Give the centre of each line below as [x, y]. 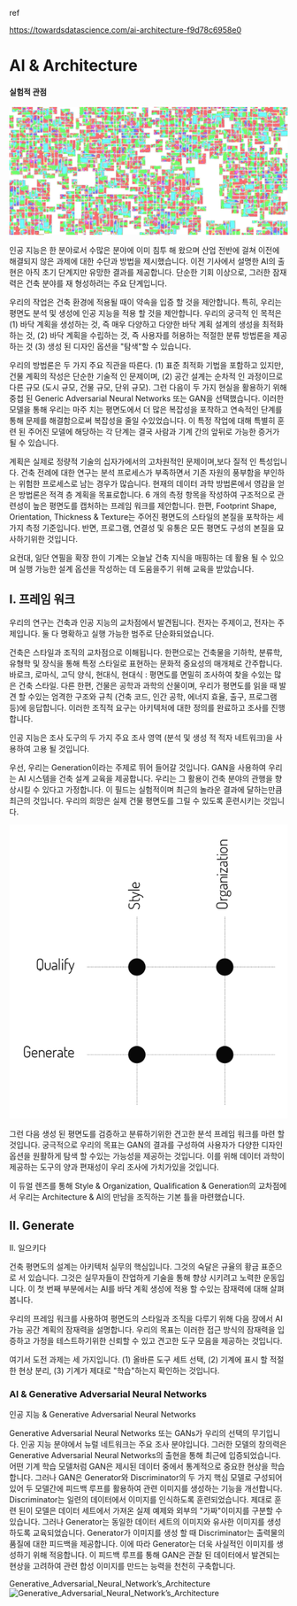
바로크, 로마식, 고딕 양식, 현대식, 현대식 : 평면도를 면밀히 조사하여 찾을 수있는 [141, 674]
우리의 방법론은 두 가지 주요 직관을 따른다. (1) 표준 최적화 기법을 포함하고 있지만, [147, 365]
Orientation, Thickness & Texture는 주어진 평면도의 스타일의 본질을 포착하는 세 [147, 516]
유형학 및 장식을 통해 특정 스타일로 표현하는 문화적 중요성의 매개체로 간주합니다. [146, 663]
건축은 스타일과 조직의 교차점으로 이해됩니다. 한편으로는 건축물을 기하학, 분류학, [146, 652]
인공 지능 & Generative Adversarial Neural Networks [103, 1415]
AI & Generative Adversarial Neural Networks [108, 1394]
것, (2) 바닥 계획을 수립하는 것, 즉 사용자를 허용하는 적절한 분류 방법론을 [148, 335]
